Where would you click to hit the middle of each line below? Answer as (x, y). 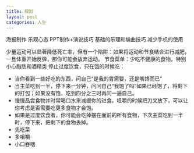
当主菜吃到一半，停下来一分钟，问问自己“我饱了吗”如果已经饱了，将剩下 (101, 86)
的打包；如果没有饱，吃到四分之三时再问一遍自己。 (76, 93)
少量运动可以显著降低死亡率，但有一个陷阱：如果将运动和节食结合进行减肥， (98, 52)
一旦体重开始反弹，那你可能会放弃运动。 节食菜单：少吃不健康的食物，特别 (96, 59)
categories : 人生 (26, 22)
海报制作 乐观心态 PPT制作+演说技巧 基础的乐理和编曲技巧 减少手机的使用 (95, 40)
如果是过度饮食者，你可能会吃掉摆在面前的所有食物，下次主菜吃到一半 (99, 115)
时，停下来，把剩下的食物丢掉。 (53, 122)
